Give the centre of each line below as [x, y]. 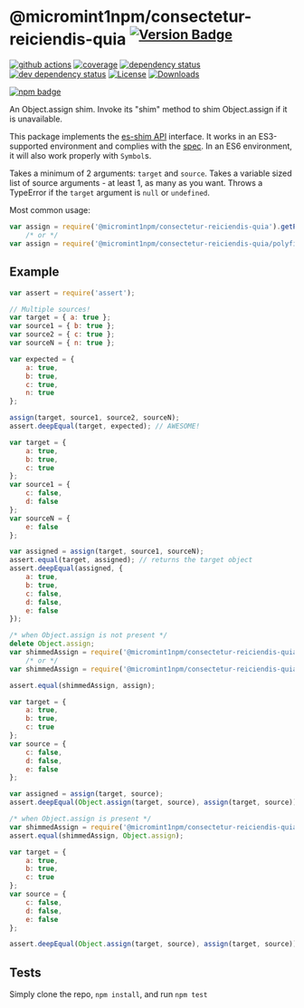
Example [34, 272]
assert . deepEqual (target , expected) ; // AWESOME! [105, 426]
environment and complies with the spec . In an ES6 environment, [171, 146]
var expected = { [42, 359]
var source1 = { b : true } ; [62, 326]
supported [28, 146]
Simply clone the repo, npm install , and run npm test [109, 994]
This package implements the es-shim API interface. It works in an [133, 137]
